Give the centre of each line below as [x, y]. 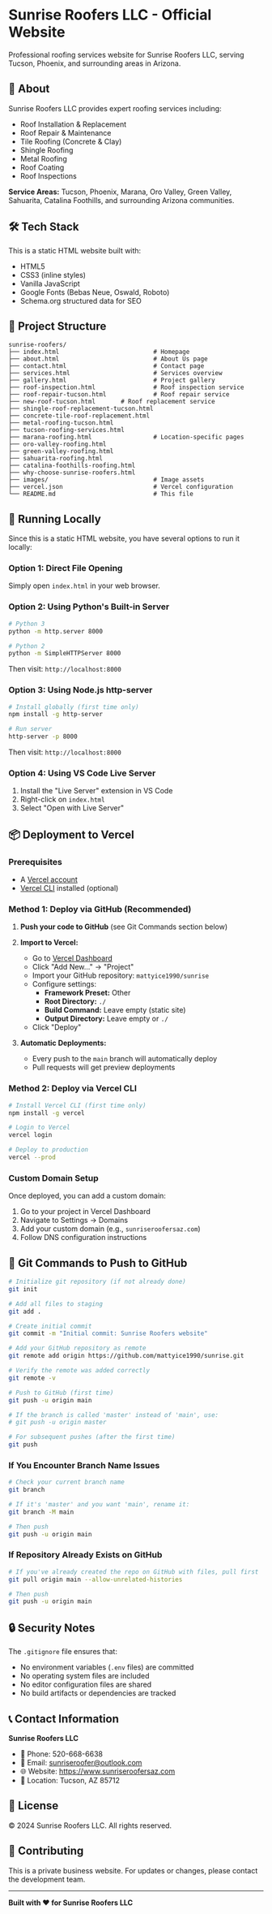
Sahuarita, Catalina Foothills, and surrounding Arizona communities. [121, 200]
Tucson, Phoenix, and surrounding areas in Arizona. [95, 63]
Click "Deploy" [57, 1027]
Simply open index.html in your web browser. [84, 585]
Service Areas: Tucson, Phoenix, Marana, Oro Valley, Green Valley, [120, 192]
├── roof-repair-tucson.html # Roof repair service [119, 395]
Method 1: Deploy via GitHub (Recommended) [100, 909]
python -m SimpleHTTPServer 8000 [65, 654]
